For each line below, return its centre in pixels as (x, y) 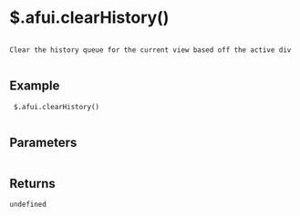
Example (35, 86)
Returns (33, 184)
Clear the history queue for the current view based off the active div (150, 50)
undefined (28, 205)
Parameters (43, 143)
